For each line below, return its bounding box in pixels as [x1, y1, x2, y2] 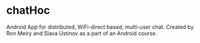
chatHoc [6, 4, 50, 17]
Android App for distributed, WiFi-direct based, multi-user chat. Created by [6, 23, 194, 30]
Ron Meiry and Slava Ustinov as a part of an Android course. [6, 29, 158, 36]
